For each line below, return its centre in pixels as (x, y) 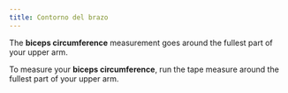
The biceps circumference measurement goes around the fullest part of (141, 43)
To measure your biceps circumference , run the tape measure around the (144, 69)
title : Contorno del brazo (59, 17)
